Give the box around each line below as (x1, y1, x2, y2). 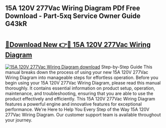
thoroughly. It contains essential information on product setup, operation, (5, 85, 156, 91)
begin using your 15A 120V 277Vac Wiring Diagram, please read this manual (5, 80, 161, 85)
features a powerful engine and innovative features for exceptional (5, 101, 142, 107)
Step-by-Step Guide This (101, 64, 153, 69)
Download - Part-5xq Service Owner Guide (5, 12, 141, 20)
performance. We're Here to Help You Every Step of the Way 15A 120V (5, 106, 150, 112)
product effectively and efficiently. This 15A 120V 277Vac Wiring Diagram (5, 96, 156, 101)
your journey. (5, 117, 32, 123)
